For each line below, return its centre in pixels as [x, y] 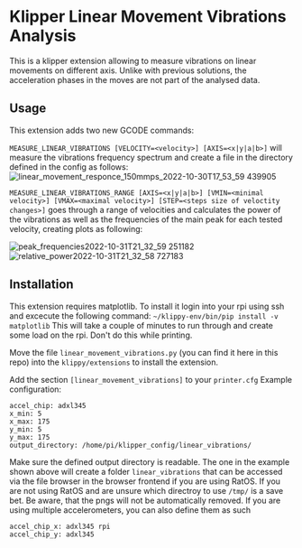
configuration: [35, 389]
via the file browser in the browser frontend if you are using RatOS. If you [145, 481]
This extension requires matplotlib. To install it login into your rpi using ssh [147, 306]
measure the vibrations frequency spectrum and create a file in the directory [151, 157]
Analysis [43, 36]
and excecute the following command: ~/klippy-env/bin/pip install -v [144, 316]
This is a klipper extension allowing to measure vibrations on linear [133, 60]
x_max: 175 [30, 422]
